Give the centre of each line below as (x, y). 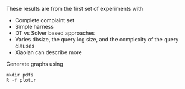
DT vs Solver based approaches (55, 33)
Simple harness (34, 27)
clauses (25, 46)
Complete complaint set (45, 20)
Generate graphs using (35, 64)
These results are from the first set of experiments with (75, 9)
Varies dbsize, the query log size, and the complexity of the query (97, 39)
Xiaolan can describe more (49, 52)
